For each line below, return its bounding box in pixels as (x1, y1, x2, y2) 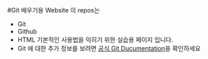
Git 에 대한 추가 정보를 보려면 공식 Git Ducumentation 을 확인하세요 (17, 44, 201, 52)
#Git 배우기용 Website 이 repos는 (7, 6, 100, 14)
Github (17, 27, 37, 35)
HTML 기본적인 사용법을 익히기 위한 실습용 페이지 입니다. (17, 35, 174, 44)
